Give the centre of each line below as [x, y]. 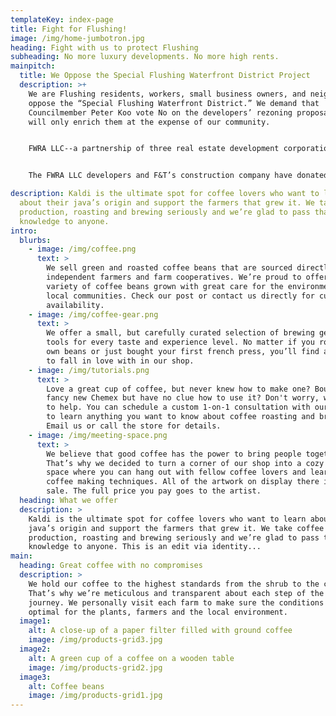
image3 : [35, 677]
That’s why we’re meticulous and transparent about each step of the [176, 593]
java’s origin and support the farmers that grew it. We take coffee [176, 528]
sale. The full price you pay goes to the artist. [154, 491]
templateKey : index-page [62, 19]
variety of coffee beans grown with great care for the [165, 286]
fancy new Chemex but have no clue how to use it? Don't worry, [183, 398]
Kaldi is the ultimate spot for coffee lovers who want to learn [167, 519]
